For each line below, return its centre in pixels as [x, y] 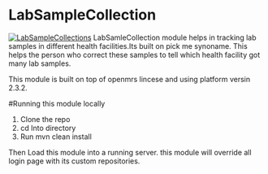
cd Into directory [48, 128]
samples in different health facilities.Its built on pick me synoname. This [128, 46]
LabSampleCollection [82, 15]
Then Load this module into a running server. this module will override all [130, 152]
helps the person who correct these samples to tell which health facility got [134, 54]
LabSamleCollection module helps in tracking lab [175, 37]
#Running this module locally [57, 103]
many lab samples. [40, 63]
